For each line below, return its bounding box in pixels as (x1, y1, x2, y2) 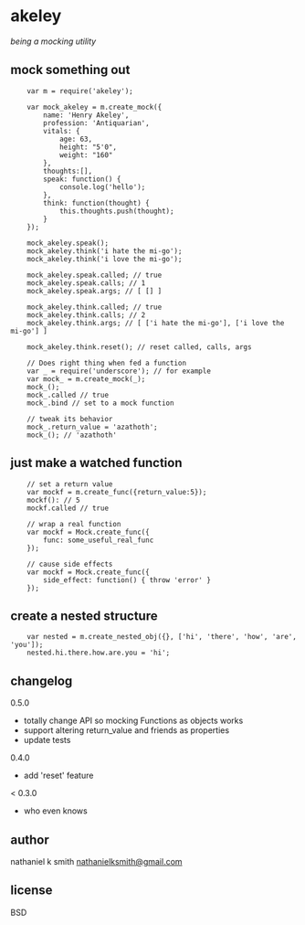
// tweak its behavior (26, 414, 113, 423)
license (10, 883, 53, 898)
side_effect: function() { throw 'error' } (43, 575, 211, 585)
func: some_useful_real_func (43, 536, 154, 545)
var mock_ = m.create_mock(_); (26, 374, 146, 384)
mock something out (10, 62, 131, 78)
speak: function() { (43, 175, 121, 184)
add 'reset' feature (23, 770, 94, 781)
